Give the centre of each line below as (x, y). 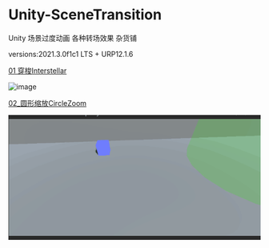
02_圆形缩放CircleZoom (47, 103)
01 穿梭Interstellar (38, 71)
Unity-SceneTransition (85, 15)
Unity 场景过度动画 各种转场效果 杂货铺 (73, 38)
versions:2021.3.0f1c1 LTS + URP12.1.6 (71, 54)
